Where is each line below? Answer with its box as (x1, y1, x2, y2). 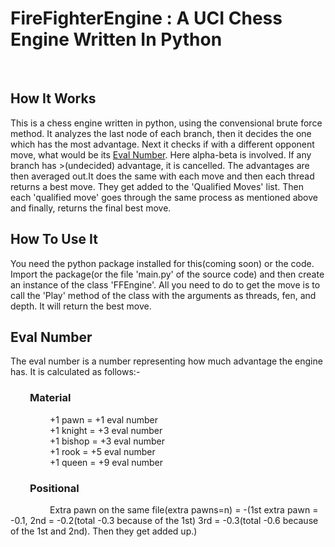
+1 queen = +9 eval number (49, 456, 164, 468)
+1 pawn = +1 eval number (49, 413, 158, 426)
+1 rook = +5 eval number (49, 445, 156, 457)
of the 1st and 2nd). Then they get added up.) (10, 525, 198, 537)
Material (29, 391, 72, 405)
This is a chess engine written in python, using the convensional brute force (10, 117, 323, 129)
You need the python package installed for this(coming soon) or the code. (10, 257, 315, 269)
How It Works (10, 90, 97, 107)
